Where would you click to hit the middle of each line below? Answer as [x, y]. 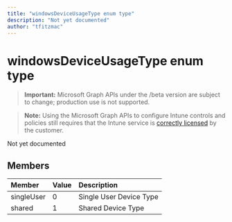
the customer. [44, 130]
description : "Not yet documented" [59, 20]
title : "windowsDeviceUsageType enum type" [71, 14]
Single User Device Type [119, 197]
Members [28, 165]
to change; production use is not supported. [87, 102]
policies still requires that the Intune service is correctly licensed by [120, 123]
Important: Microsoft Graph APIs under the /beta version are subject [122, 95]
